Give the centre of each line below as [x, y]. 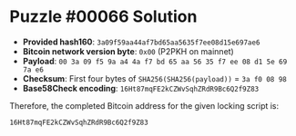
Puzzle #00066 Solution [103, 17]
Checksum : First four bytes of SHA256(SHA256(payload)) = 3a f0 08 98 [154, 78]
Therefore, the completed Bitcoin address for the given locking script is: [144, 105]
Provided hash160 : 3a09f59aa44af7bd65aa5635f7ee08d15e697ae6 [141, 42]
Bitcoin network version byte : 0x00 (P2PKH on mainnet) [128, 51]
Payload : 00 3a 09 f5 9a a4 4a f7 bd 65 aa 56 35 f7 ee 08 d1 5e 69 [155, 61]
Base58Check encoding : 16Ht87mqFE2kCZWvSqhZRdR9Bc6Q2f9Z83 [141, 88]
